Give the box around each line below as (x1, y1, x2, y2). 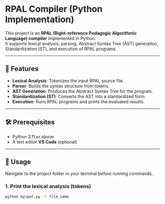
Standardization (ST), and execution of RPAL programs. (5, 46, 117, 52)
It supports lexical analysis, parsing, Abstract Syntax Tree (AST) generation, (5, 40, 159, 46)
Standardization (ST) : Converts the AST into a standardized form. (12, 93, 146, 99)
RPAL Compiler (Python (5, 3, 103, 15)
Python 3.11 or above (12, 134, 54, 140)
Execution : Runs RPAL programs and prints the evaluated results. (12, 98, 145, 104)
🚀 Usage (5, 157, 31, 166)
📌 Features (5, 65, 39, 73)
